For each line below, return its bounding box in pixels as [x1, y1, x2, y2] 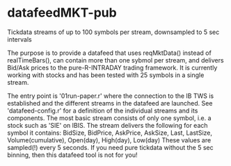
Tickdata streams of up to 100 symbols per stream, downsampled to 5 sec [7, 28, 220, 36]
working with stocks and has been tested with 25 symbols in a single [7, 71, 205, 79]
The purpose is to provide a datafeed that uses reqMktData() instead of [7, 49, 212, 57]
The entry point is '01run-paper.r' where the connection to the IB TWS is [7, 92, 214, 100]
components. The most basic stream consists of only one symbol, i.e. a [7, 113, 212, 122]
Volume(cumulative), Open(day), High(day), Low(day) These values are [7, 135, 212, 144]
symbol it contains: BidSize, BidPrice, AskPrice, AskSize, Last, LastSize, [7, 128, 212, 137]
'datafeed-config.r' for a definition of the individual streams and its [7, 106, 198, 115]
